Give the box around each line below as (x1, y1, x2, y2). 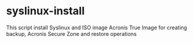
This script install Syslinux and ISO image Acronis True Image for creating (6, 24, 187, 31)
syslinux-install (6, 4, 85, 18)
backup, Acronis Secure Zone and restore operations (6, 30, 137, 37)
